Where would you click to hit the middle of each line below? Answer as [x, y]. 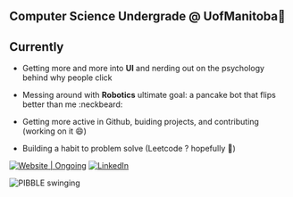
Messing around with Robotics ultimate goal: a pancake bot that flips [149, 95]
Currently [37, 47]
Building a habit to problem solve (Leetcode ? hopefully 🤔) [129, 149]
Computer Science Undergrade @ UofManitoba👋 [147, 16]
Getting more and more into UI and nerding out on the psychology [143, 69]
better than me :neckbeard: [72, 104]
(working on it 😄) [54, 131]
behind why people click [67, 78]
